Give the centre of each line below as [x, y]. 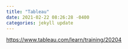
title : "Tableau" [28, 12]
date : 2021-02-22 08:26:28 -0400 [48, 17]
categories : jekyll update [40, 23]
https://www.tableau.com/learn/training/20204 [64, 40]
